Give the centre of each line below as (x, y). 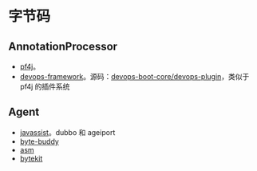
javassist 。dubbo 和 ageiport (67, 132)
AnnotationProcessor (63, 46)
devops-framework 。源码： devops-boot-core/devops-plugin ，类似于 (134, 76)
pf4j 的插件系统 (45, 86)
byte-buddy (40, 141)
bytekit (31, 158)
